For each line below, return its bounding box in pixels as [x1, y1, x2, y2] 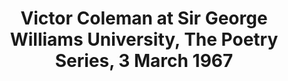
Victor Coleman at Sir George [20, 7, 268, 30]
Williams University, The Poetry [9, 28, 279, 51]
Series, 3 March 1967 [54, 50, 234, 72]
